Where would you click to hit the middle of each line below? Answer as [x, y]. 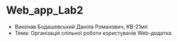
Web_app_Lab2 [45, 10]
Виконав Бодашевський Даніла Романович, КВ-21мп [81, 27]
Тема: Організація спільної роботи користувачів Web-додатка [93, 33]
